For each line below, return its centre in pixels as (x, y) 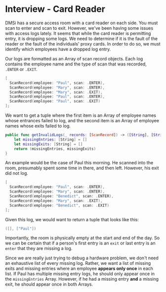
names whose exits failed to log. (38, 126)
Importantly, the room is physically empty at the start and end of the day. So (82, 238)
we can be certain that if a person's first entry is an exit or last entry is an (80, 243)
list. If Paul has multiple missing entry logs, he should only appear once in (80, 274)
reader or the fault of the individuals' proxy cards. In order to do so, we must (83, 44)
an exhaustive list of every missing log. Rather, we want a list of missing (78, 263)
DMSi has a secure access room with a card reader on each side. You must (82, 23)
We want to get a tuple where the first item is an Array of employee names (81, 115)
